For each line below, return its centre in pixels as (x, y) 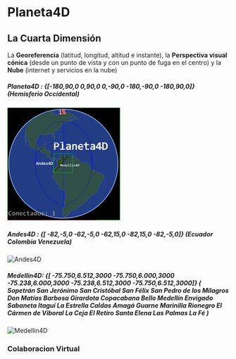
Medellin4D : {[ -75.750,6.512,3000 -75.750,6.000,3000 (91, 275)
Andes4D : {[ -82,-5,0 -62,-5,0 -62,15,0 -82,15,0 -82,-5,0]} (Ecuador (110, 234)
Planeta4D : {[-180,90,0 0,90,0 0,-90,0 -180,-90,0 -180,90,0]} (101, 86)
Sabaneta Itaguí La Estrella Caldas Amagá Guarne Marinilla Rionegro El (115, 305)
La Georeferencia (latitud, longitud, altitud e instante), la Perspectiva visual (117, 55)
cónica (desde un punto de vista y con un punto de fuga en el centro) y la (114, 63)
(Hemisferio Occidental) (43, 94)
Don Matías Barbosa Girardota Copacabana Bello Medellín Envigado (110, 298)
